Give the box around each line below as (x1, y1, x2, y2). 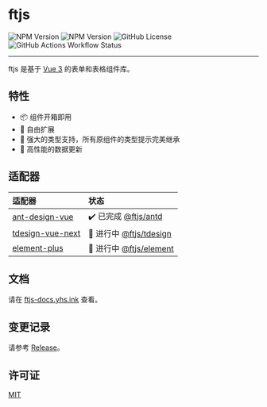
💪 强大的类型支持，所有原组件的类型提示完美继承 (19, 134, 180, 144)
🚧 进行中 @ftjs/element (88, 243, 175, 254)
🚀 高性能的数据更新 (19, 144, 83, 154)
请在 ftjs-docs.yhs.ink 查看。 (8, 295, 102, 305)
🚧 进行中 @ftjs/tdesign (88, 228, 172, 239)
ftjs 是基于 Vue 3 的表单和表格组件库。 (8, 63, 134, 73)
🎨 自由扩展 (19, 125, 55, 134)
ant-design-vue (12, 212, 74, 223)
